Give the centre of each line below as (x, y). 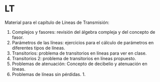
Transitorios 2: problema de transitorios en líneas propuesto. (74, 58)
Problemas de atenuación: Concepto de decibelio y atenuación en (80, 64)
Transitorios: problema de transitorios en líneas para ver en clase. (79, 53)
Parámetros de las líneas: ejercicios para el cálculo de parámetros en (83, 42)
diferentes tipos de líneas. (38, 48)
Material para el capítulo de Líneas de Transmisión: (57, 22)
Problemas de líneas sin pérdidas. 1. (49, 74)
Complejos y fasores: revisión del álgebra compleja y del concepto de (83, 32)
